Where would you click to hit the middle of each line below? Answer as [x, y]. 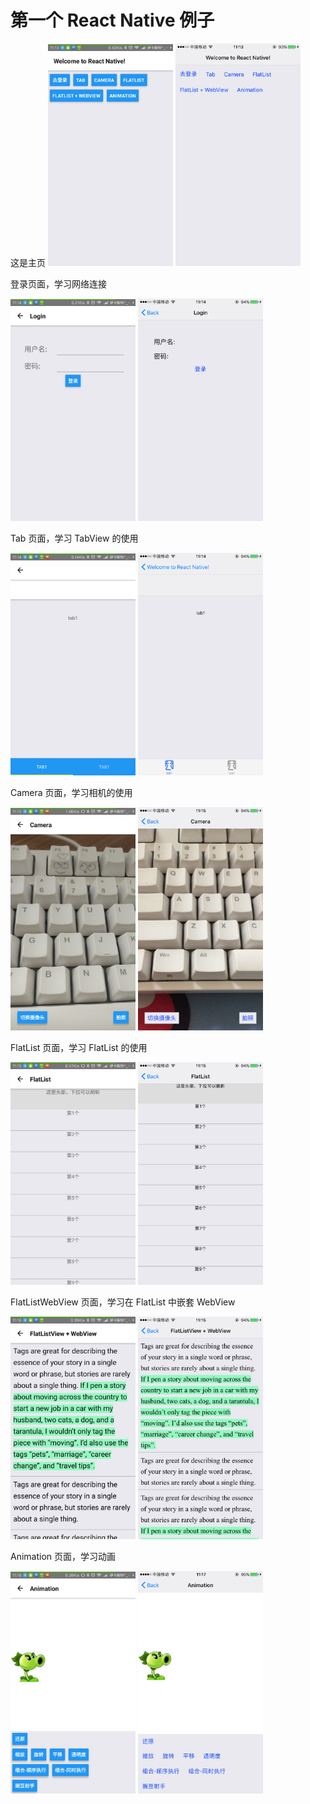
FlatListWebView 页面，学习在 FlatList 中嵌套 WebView [123, 1302]
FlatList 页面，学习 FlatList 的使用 [79, 1047]
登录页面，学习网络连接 [58, 284]
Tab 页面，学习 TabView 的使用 [74, 538]
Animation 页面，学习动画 [63, 1556]
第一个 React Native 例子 [112, 20]
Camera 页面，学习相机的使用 [71, 793]
